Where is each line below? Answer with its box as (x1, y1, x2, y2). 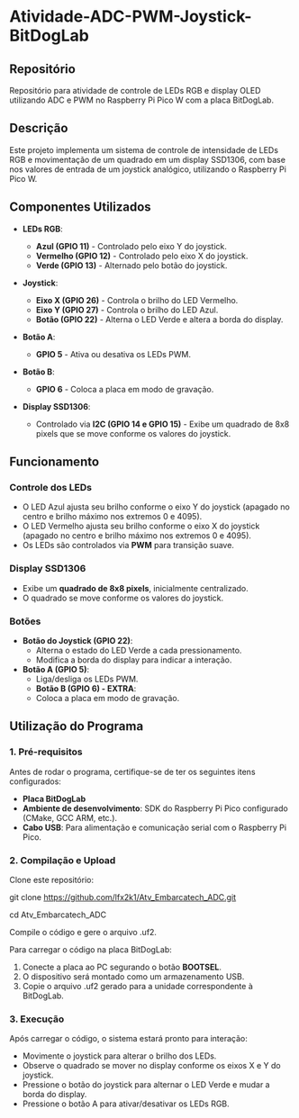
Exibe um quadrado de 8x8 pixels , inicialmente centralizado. (22, 582, 249, 593)
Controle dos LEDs (9, 481, 93, 493)
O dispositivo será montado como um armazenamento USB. (22, 970, 245, 982)
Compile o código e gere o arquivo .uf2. (9, 926, 158, 937)
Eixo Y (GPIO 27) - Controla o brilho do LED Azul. (35, 304, 219, 315)
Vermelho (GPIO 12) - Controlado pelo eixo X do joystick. (35, 250, 249, 261)
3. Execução (9, 1013, 65, 1025)
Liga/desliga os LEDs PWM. (35, 673, 139, 684)
